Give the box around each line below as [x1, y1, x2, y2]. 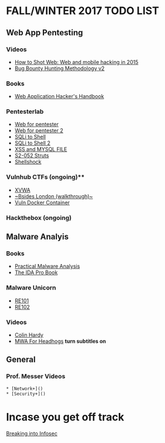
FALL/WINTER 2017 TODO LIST [6, 4, 160, 18]
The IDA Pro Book [14, 269, 58, 276]
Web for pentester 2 [14, 127, 63, 134]
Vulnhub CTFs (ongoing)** [6, 173, 85, 181]
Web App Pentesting [6, 28, 83, 38]
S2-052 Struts [14, 152, 49, 159]
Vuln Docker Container [14, 199, 70, 206]
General [6, 355, 36, 365]
